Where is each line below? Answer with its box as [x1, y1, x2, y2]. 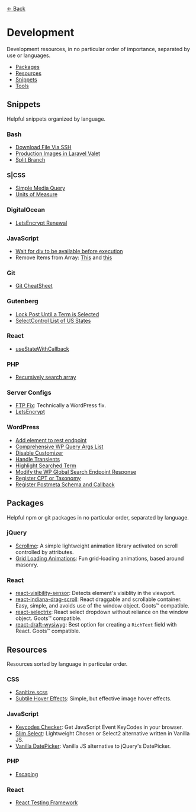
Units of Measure [15, 191, 58, 198]
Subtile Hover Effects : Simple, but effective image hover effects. [15, 695, 172, 702]
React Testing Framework [15, 799, 78, 806]
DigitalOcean [7, 206, 45, 214]
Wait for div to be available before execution [15, 247, 123, 254]
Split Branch [15, 156, 46, 163]
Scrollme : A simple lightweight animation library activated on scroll [15, 542, 178, 549]
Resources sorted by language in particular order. [7, 660, 128, 668]
